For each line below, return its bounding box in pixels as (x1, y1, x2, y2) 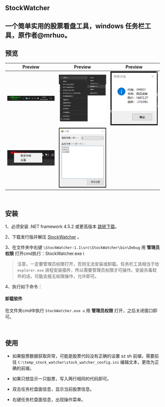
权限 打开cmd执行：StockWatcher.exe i (5, 250, 84, 256)
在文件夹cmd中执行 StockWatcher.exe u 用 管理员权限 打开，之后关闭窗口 (5, 307, 153, 313)
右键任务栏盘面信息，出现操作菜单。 (12, 396, 86, 402)
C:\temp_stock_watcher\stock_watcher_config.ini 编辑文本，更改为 (18, 359, 155, 365)
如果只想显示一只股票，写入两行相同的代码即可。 (12, 376, 111, 381)
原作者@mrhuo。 (18, 31, 71, 39)
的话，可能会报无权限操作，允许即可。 (21, 273, 99, 279)
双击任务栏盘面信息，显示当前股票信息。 (12, 386, 94, 392)
